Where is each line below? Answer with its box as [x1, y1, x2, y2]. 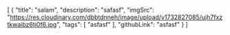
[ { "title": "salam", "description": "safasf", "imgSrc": [7, 6, 155, 14]
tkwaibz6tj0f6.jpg [7, 21, 57, 28]
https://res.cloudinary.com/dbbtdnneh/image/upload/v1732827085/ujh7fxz [10, 13, 223, 21]
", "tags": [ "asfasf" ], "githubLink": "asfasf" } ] [56, 21, 188, 28]
